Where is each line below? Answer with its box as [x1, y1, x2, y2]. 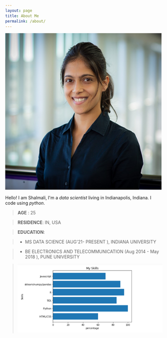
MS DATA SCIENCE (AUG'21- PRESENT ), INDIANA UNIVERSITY [24, 239, 156, 245]
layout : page [5, 8, 32, 13]
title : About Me [5, 13, 39, 19]
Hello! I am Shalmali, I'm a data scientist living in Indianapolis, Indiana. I [5, 195, 151, 201]
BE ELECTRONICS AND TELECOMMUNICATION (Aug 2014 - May [24, 248, 159, 255]
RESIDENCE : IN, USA [17, 219, 61, 225]
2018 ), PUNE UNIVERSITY [24, 254, 80, 260]
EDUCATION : [17, 229, 45, 235]
